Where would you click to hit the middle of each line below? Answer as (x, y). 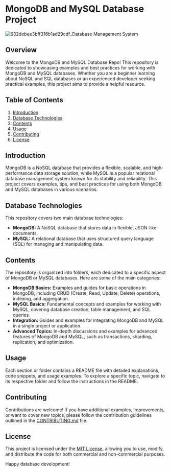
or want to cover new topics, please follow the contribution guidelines (79, 415)
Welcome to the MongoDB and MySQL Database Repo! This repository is (82, 62)
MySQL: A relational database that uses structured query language (83, 239)
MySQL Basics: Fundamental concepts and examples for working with (87, 304)
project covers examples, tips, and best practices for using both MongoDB (83, 184)
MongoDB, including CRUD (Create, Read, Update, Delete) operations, (87, 293)
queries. (21, 315)
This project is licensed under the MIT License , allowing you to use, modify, (85, 449)
